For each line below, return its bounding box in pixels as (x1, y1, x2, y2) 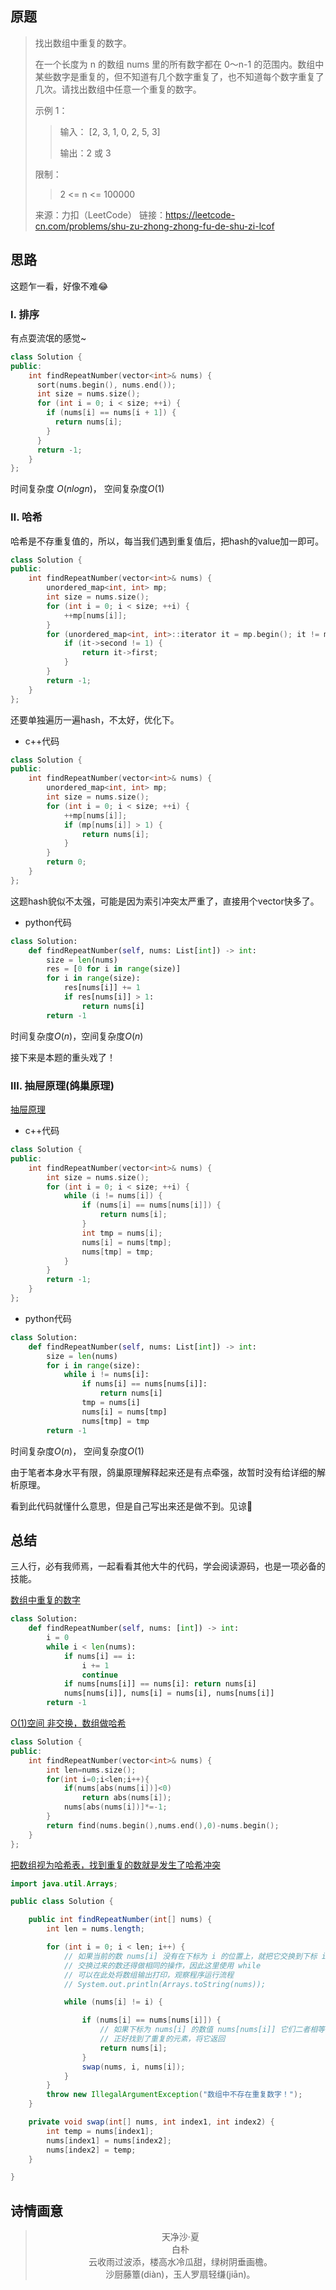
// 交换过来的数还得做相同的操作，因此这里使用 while (63, 1960, 262, 1971)
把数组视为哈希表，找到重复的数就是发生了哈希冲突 (10, 1858, 221, 1871)
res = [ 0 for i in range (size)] (46, 964, 182, 974)
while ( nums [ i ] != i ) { (63, 1997, 163, 2007)
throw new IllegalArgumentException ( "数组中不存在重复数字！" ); (46, 2090, 303, 2100)
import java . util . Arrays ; (10, 1878, 118, 1889)
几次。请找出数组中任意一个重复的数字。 (34, 83, 202, 95)
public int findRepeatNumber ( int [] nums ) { (28, 1915, 213, 1925)
